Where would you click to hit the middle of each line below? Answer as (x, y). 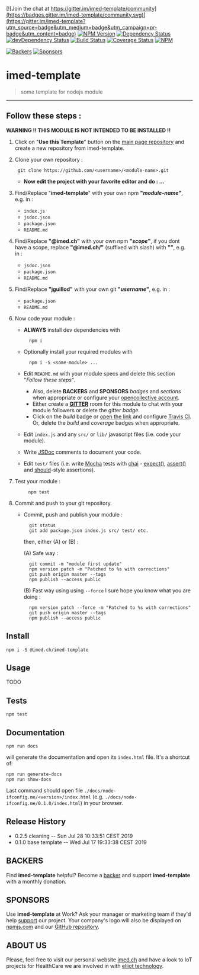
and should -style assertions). (60, 470)
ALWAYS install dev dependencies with (72, 330)
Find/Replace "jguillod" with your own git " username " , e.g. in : (92, 289)
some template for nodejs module (62, 92)
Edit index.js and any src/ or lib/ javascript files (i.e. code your (102, 434)
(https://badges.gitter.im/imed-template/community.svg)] (76, 15)
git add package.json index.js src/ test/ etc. (89, 530)
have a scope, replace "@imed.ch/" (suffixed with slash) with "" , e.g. (100, 247)
